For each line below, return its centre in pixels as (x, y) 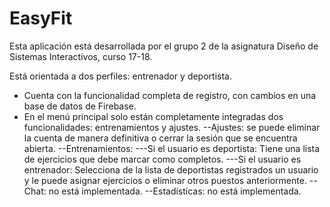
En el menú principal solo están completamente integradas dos (153, 116)
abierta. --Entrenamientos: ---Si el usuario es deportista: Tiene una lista (172, 148)
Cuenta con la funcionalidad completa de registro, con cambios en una (170, 95)
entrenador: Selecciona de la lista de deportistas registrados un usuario (171, 169)
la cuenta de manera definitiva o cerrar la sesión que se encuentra (160, 138)
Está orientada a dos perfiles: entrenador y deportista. (120, 76)
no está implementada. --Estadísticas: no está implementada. (175, 191)
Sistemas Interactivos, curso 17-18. (81, 56)
